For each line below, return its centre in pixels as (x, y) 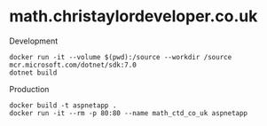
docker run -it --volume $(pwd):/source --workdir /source (121, 57)
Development (34, 41)
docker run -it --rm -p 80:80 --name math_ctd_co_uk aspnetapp (129, 113)
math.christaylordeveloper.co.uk (133, 16)
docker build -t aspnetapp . (63, 105)
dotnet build (33, 73)
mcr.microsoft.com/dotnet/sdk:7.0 (73, 65)
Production (29, 89)
